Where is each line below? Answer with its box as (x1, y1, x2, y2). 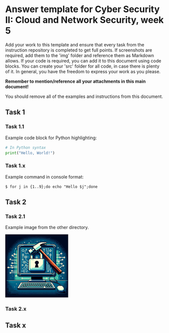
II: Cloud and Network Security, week (5, 14, 164, 26)
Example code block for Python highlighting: (5, 135, 97, 141)
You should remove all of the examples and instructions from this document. (5, 93, 163, 99)
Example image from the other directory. (5, 225, 89, 231)
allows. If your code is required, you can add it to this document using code (5, 58, 161, 64)
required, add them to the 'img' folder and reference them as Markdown (5, 52, 154, 59)
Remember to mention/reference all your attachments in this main (5, 78, 146, 84)
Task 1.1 (5, 123, 24, 130)
